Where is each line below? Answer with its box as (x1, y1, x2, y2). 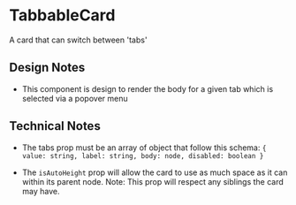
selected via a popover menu (21, 93, 128, 103)
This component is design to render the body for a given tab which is (21, 83, 274, 94)
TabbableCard (9, 5, 116, 26)
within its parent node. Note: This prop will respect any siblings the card (21, 176, 285, 186)
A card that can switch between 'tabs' (9, 34, 148, 45)
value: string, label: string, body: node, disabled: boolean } (21, 151, 264, 160)
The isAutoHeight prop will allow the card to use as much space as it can (21, 167, 288, 178)
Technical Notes (9, 118, 102, 133)
